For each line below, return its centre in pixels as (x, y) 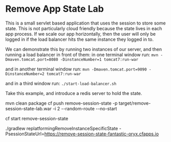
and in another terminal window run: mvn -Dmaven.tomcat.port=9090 (76, 69)
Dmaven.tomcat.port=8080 (32, 59)
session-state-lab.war (29, 108)
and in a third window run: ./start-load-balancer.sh (61, 83)
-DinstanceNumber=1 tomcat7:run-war (99, 59)
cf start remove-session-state (37, 119)
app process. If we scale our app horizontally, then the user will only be (81, 34)
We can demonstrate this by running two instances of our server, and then (84, 49)
